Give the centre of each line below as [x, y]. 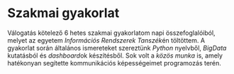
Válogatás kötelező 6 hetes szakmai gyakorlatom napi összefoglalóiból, [111, 33]
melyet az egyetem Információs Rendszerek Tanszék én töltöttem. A [106, 40]
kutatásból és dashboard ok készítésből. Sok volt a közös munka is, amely [115, 55]
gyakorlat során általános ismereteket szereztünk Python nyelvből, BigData [117, 48]
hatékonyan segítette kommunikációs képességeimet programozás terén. [115, 63]
